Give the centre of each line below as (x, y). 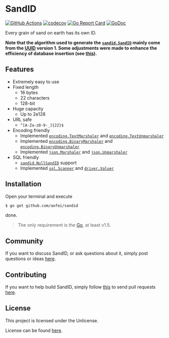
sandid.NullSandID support (48, 163)
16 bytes (29, 93)
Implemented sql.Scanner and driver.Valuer (67, 168)
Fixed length (26, 87)
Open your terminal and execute (39, 196)
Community (24, 241)
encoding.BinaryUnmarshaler (50, 147)
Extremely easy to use (36, 81)
